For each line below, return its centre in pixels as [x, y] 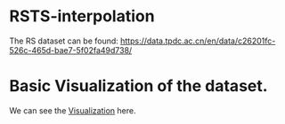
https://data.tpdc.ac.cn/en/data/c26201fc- [198, 41]
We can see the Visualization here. [73, 110]
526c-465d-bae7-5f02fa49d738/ [71, 50]
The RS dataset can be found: [64, 41]
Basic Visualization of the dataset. [139, 86]
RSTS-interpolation [82, 16]
